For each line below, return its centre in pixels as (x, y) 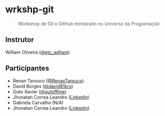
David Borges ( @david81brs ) (43, 86)
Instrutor (20, 40)
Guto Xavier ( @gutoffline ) (39, 91)
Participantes (27, 69)
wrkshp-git (30, 9)
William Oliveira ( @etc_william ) (38, 52)
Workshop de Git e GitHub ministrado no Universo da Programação (89, 24)
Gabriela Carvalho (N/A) (38, 102)
